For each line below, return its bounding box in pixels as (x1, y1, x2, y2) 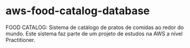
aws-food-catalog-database (5, 4, 150, 18)
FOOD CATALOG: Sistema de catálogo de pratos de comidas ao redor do (5, 24, 184, 31)
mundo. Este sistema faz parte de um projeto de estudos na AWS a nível (5, 30, 183, 37)
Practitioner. (5, 36, 36, 43)
